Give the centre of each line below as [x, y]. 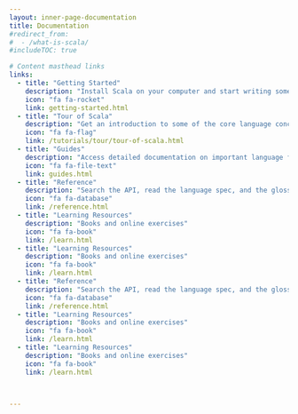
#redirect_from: [39, 34]
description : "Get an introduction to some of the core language [149, 124]
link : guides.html [59, 174]
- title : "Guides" [51, 149]
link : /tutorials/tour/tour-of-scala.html [105, 141]
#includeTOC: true [43, 51]
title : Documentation [49, 26]
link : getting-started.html [77, 107]
